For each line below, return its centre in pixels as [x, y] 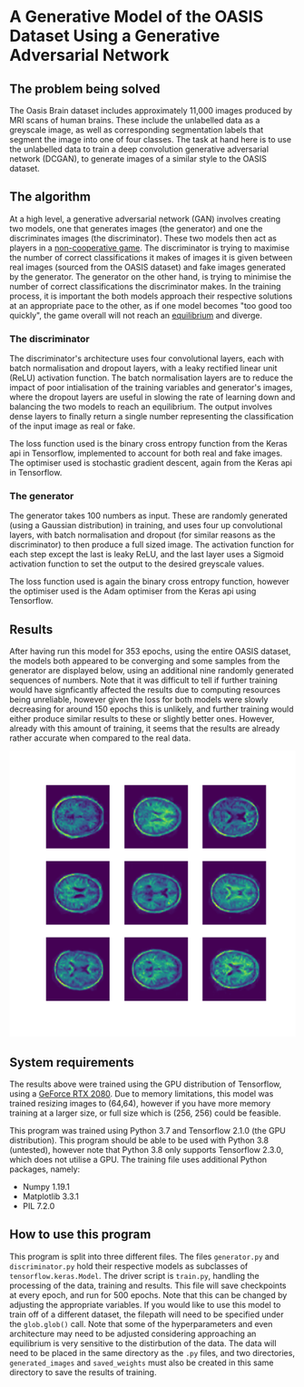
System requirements [72, 1062]
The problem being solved [85, 89]
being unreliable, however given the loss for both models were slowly [139, 700]
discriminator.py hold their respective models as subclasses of [129, 1266]
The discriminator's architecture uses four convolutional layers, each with [147, 359]
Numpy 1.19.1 [46, 1187]
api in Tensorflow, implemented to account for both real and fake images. [146, 453]
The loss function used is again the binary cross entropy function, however [150, 582]
